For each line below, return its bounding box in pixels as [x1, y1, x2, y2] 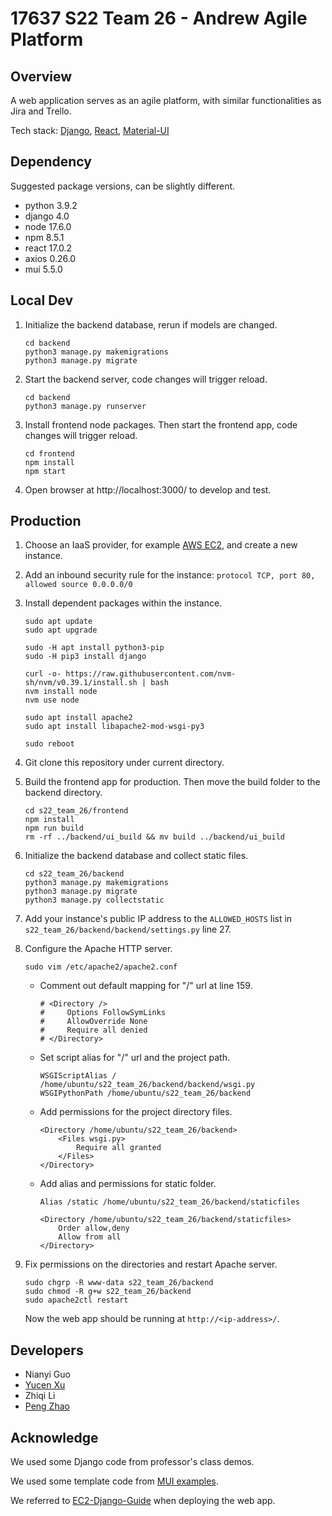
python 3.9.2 [24, 199, 78, 211]
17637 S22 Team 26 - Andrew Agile [10, 7, 308, 30]
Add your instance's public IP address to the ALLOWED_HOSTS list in [24, 913, 293, 925]
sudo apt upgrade [24, 625, 98, 636]
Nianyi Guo [24, 1368, 71, 1381]
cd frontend [24, 448, 75, 459]
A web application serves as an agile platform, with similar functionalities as [10, 95, 322, 106]
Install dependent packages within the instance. [24, 597, 223, 609]
